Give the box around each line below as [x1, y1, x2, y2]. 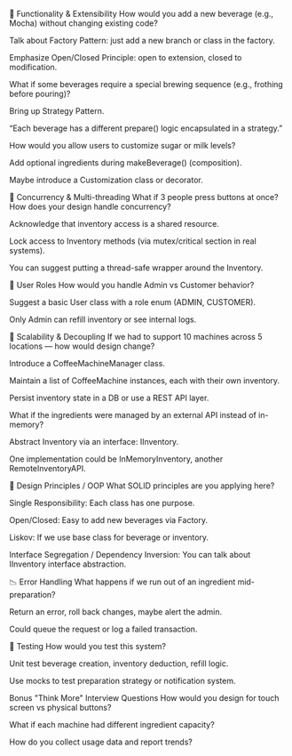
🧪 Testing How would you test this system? [9, 641, 167, 651]
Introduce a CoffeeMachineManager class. [9, 358, 166, 368]
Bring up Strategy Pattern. [9, 106, 105, 116]
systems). [9, 245, 46, 255]
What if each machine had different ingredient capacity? [9, 720, 215, 729]
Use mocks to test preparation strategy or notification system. [9, 676, 236, 686]
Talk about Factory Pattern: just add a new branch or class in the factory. [9, 36, 275, 45]
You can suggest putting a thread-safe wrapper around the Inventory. [9, 262, 264, 273]
